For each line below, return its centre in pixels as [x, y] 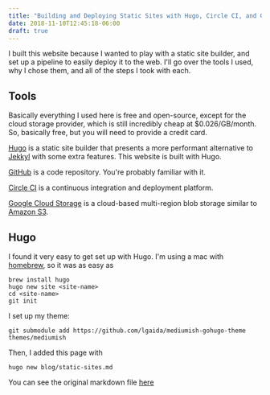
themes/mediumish [37, 338]
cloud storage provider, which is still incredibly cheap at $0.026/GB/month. [133, 124]
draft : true [28, 31]
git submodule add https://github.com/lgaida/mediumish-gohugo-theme [127, 331]
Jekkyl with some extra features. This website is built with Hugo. [115, 157]
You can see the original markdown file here [81, 382]
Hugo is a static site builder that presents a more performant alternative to [131, 148]
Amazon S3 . [29, 212]
